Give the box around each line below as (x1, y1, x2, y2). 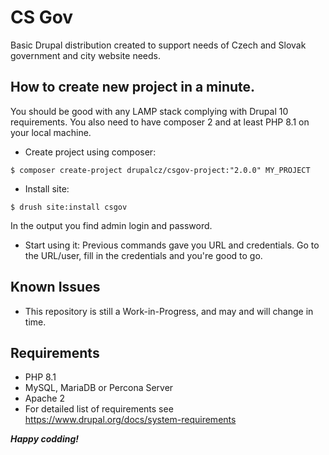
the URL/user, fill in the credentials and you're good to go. (24, 249, 263, 261)
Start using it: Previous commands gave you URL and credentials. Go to (24, 239, 320, 251)
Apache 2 (24, 392, 65, 405)
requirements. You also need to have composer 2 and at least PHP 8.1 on (10, 116, 310, 128)
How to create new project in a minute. (10, 79, 256, 96)
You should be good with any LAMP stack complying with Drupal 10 (10, 105, 289, 117)
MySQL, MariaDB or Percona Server (24, 382, 174, 394)
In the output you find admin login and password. (10, 219, 213, 231)
